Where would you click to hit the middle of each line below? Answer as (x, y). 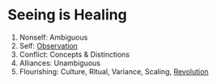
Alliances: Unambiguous (60, 63)
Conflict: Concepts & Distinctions (74, 54)
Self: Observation (49, 45)
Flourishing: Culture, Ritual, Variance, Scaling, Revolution (114, 71)
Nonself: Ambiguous (53, 37)
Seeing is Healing (67, 15)
